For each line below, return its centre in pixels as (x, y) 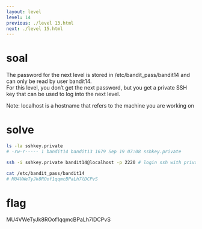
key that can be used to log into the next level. (63, 94)
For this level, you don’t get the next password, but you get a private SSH (97, 88)
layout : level (24, 12)
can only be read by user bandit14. (49, 81)
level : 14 (19, 17)
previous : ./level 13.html (40, 23)
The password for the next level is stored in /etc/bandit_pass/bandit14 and (98, 75)
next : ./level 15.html (35, 29)
